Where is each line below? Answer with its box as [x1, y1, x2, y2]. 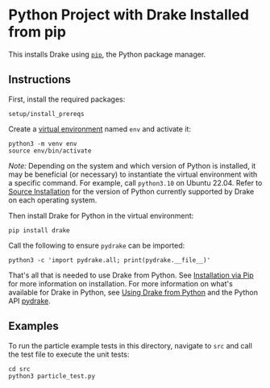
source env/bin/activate [8, 147, 92, 155]
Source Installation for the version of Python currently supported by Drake [8, 186, 255, 196]
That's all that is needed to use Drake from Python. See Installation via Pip [8, 270, 254, 280]
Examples [8, 319, 59, 333]
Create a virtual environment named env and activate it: [8, 123, 192, 134]
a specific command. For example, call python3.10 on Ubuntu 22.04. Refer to [8, 177, 263, 187]
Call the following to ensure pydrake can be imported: [8, 240, 185, 250]
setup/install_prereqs [8, 110, 85, 118]
